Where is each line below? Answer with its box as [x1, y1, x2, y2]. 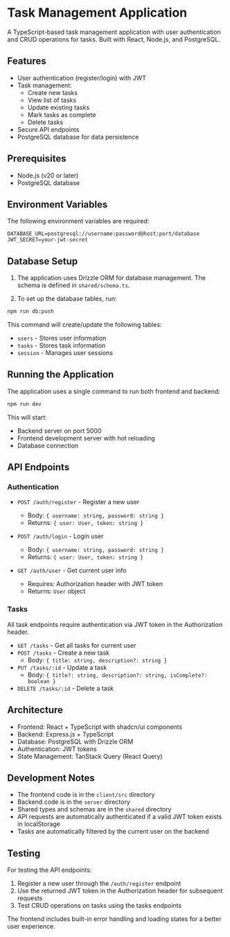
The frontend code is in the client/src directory [17, 791, 155, 799]
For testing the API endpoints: [7, 866, 92, 875]
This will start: [7, 413, 47, 421]
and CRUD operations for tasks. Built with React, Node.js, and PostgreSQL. [7, 35, 220, 43]
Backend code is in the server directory [17, 798, 130, 806]
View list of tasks [27, 96, 77, 104]
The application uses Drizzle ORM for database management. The [17, 274, 206, 282]
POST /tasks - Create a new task [17, 648, 109, 657]
